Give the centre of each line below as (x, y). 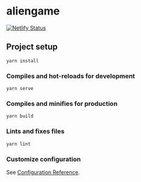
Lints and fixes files (36, 131)
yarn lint (19, 144)
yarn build (20, 116)
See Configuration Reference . (43, 172)
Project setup (32, 47)
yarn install (23, 61)
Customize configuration (44, 159)
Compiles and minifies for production (62, 103)
